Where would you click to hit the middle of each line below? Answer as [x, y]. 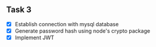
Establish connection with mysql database [67, 24]
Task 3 [19, 10]
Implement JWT [34, 37]
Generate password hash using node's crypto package [82, 31]
